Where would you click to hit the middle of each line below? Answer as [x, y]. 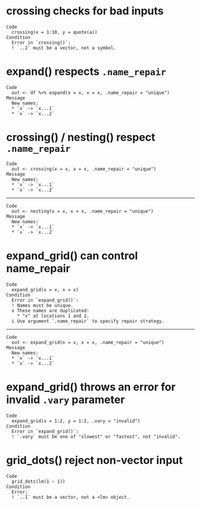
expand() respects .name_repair [86, 71]
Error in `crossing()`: [41, 42]
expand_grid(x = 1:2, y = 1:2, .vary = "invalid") [76, 421]
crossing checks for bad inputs [85, 11]
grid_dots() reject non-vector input [95, 460]
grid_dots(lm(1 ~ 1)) [39, 481]
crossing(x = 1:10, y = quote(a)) [54, 32]
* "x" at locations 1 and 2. [53, 316]
